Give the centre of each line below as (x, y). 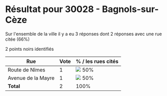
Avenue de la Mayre (31, 78)
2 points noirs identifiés (30, 49)
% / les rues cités (97, 61)
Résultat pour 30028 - (53, 9)
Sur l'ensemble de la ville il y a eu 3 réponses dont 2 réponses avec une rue (84, 34)
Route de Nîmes (26, 70)
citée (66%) (18, 39)
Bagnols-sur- (130, 9)
